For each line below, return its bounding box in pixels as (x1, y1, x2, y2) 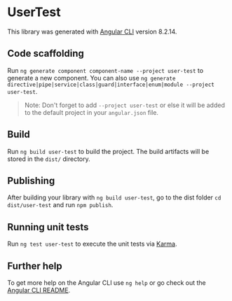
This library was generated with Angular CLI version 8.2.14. (7, 27, 177, 36)
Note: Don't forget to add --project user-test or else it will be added (24, 101, 226, 109)
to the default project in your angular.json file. (24, 108, 159, 116)
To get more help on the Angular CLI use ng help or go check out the (7, 279, 206, 287)
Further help (7, 260, 63, 272)
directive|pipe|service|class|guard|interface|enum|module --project (7, 81, 215, 88)
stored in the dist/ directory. (7, 155, 91, 163)
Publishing (7, 174, 55, 186)
